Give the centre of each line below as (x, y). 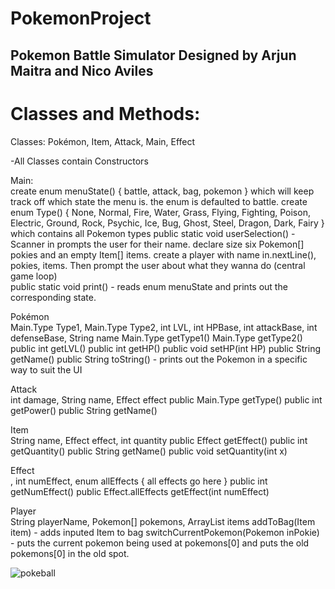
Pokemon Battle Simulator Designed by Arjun (153, 55)
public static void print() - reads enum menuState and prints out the (149, 286)
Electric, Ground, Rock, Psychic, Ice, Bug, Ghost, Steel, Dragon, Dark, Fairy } (167, 223)
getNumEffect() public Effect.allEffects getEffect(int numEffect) (140, 491)
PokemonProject (81, 18)
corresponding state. (53, 297)
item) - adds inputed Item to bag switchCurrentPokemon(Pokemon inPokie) (165, 532)
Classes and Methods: (105, 113)
